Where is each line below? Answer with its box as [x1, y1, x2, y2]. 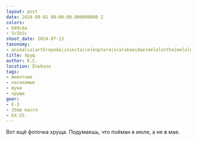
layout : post [6, 8, 38, 15]
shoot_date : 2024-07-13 [6, 36, 64, 42]
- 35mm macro [6, 107, 38, 113]
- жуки [6, 85, 22, 91]
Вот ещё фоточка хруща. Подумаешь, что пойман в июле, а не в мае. [6, 129, 180, 136]
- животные [6, 74, 33, 80]
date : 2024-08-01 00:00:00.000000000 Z [6, 14, 104, 20]
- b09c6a [6, 25, 28, 31]
